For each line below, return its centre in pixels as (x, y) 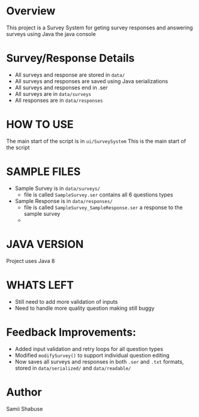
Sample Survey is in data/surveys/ (58, 188)
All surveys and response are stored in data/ (70, 75)
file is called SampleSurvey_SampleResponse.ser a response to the (103, 207)
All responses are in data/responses (59, 100)
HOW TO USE (40, 125)
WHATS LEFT (40, 285)
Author (24, 392)
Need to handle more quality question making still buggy (85, 308)
